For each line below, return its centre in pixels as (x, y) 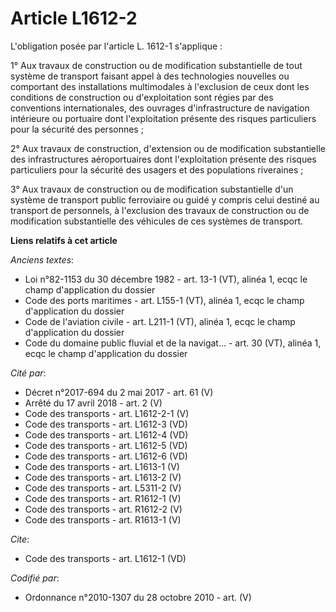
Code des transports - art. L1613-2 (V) (103, 477)
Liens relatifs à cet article (64, 240)
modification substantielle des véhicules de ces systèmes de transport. (157, 221)
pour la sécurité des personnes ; (77, 129)
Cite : (20, 539)
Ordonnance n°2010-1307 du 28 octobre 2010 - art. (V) (138, 597)
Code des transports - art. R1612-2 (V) (103, 509)
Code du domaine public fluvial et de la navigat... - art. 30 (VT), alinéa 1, (173, 343)
